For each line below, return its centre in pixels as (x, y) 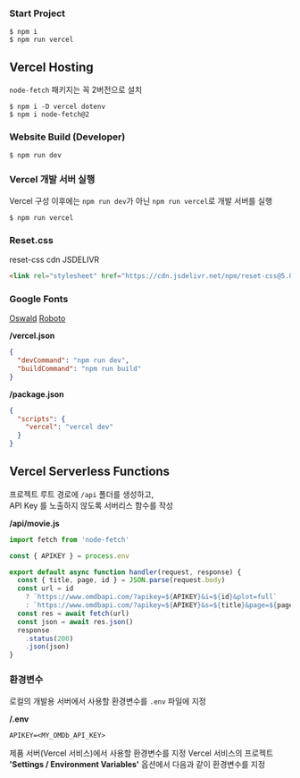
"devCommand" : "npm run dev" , (73, 360)
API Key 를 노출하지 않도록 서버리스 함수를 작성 (92, 505)
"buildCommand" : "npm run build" (79, 368)
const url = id (46, 588)
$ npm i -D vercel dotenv (57, 107)
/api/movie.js (34, 523)
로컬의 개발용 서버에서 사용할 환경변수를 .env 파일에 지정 (108, 701)
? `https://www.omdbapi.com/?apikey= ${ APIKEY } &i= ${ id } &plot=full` (151, 597)
